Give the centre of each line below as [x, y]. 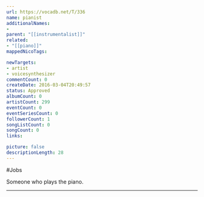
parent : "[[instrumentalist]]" [46, 35]
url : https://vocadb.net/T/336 [46, 12]
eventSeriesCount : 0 [32, 113]
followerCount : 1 [28, 119]
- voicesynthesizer [31, 74]
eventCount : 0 [24, 108]
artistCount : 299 [28, 102]
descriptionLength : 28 [35, 153]
